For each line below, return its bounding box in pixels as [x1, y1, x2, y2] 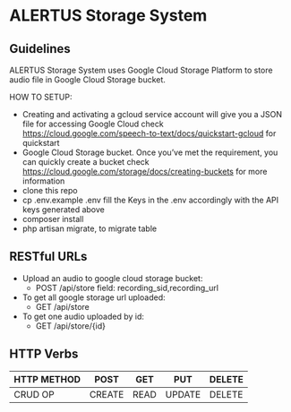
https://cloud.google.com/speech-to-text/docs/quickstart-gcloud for [21, 128, 277, 139]
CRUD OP [13, 388, 56, 400]
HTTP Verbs [9, 347, 79, 362]
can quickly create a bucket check [21, 157, 150, 167]
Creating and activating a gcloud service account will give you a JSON [21, 109, 283, 119]
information [21, 176, 65, 186]
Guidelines [9, 41, 71, 56]
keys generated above [21, 204, 105, 215]
